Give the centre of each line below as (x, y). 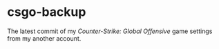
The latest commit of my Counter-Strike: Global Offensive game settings (110, 31)
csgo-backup (47, 12)
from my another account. (44, 38)
